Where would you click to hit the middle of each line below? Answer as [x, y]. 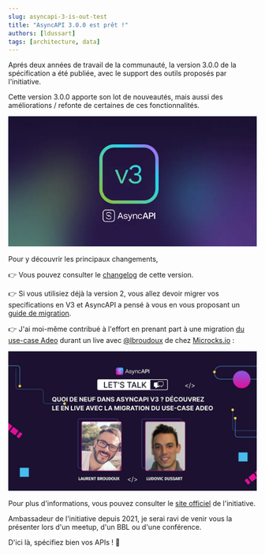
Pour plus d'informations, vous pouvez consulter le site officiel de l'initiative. [132, 504]
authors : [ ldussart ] [42, 33]
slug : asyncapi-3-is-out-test [58, 17]
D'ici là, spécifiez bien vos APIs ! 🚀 [64, 542]
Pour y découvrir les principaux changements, [83, 259]
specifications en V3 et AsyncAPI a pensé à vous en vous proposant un [124, 304]
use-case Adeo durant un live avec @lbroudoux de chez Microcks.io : [121, 340]
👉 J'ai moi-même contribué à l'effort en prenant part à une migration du [126, 329]
